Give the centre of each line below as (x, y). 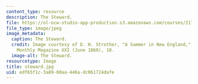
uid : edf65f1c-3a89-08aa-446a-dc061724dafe (60, 72)
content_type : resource (35, 12)
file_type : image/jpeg (34, 28)
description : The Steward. (39, 17)
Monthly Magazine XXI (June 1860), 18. (66, 50)
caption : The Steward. (39, 39)
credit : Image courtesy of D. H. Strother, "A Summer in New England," (101, 45)
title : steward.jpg (30, 67)
